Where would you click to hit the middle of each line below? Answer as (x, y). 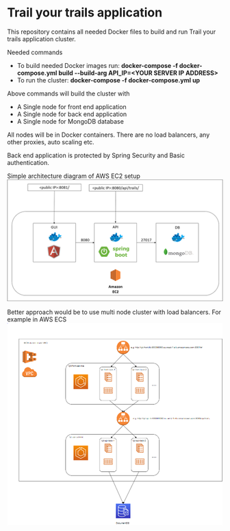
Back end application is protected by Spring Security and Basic (96, 155)
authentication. (28, 162)
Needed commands (35, 52)
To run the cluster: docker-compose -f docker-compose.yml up (108, 80)
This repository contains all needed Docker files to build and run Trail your (112, 32)
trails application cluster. (42, 38)
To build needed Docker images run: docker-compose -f (97, 65)
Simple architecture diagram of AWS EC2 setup (74, 176)
